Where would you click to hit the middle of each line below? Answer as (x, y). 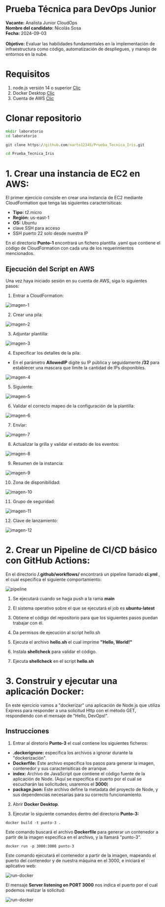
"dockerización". (30, 758)
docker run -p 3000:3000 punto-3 (40, 846)
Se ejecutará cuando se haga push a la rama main (64, 599)
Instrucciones (27, 731)
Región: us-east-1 (31, 218)
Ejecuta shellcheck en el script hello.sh (53, 661)
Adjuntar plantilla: (31, 334)
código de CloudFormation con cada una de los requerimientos (70, 248)
